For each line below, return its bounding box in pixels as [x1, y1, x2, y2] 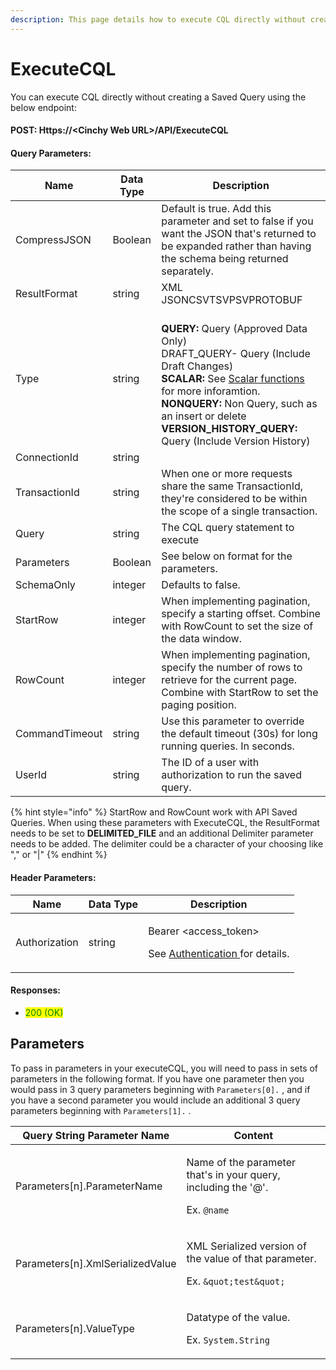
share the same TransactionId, [161, 479, 304, 493]
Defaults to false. [161, 578, 241, 592]
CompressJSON [15, 233, 92, 247]
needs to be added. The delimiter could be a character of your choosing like [10, 838, 324, 850]
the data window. [161, 632, 242, 646]
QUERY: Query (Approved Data [161, 322, 308, 336]
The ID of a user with [161, 756, 260, 770]
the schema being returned [161, 252, 289, 266]
